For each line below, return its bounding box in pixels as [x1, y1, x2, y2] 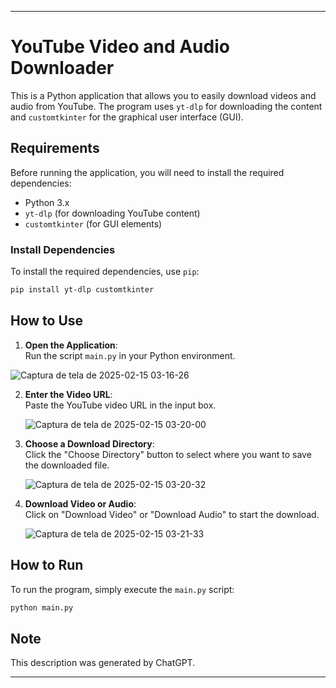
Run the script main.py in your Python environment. [24, 349, 236, 361]
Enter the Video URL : [24, 388, 113, 400]
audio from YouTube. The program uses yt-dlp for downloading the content [10, 100, 323, 112]
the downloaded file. [24, 459, 110, 471]
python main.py [10, 602, 74, 613]
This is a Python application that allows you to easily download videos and [10, 89, 317, 101]
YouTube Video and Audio [10, 36, 230, 58]
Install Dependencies [10, 242, 116, 256]
